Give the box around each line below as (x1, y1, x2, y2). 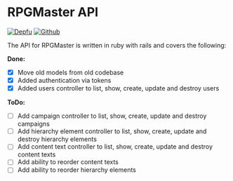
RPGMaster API (7, 4, 99, 20)
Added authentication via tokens (17, 76, 112, 84)
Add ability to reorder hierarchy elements (17, 166, 137, 174)
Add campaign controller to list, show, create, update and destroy (17, 112, 207, 120)
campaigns (17, 120, 51, 128)
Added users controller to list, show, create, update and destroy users (17, 84, 220, 93)
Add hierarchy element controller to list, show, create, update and (17, 127, 207, 135)
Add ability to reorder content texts (17, 158, 119, 166)
